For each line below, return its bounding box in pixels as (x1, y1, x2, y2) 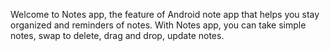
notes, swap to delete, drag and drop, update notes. (10, 30, 225, 41)
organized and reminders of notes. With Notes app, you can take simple (10, 19, 307, 31)
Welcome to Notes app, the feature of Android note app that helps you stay (10, 9, 320, 20)
